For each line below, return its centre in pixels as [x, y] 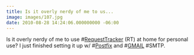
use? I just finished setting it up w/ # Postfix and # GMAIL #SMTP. [86, 46]
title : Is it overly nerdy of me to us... [60, 12]
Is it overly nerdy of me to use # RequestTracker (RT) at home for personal [97, 40]
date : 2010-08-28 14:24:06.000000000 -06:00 [63, 22]
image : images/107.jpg [34, 17]
